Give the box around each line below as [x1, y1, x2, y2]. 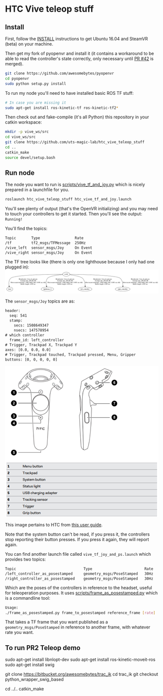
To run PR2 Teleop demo [5, 644, 81, 652]
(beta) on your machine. [5, 41, 54, 47]
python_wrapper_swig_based [5, 676, 64, 682]
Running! [5, 217, 23, 222]
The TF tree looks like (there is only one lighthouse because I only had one [5, 259, 155, 265]
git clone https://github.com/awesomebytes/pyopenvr [5, 71, 114, 76]
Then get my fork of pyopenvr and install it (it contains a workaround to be [5, 50, 154, 56]
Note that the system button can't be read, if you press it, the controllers [5, 531, 150, 537]
